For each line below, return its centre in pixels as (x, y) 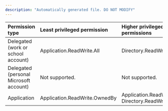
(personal (19, 74)
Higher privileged (143, 26)
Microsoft (19, 80)
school (16, 54)
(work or (18, 47)
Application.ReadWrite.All (70, 50)
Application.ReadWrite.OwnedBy (78, 98)
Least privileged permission (74, 29)
